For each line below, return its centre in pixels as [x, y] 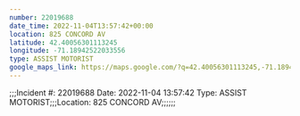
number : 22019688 [42, 17]
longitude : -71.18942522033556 [67, 51]
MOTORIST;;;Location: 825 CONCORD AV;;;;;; [92, 102]
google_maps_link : [43, 68]
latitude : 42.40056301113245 [63, 42]
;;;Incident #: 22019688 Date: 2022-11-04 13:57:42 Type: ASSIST [128, 92]
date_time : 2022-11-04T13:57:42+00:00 [81, 26]
